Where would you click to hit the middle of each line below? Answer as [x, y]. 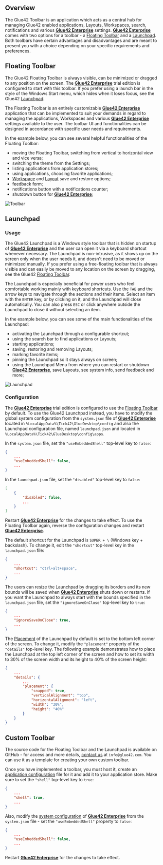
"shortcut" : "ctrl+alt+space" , [45, 568]
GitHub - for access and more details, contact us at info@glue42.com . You [78, 755]
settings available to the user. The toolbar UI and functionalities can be [76, 123]
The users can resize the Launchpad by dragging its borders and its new [78, 587]
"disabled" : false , [42, 497]
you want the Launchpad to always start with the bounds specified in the [78, 597]
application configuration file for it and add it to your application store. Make [81, 774]
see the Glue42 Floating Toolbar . [38, 274]
